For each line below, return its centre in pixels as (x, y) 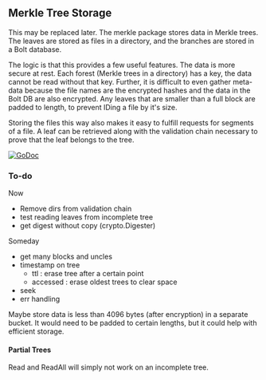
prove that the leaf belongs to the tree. (71, 140)
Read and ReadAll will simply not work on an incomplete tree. (109, 367)
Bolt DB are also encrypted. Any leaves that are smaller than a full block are (132, 98)
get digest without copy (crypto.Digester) (88, 226)
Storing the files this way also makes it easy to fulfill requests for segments (131, 122)
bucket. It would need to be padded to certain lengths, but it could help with (133, 323)
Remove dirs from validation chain (76, 209)
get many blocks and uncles (66, 257)
